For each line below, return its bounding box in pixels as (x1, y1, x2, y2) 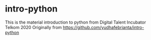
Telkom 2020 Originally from (5, 24, 62, 30)
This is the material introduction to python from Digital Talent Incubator (5, 19, 146, 25)
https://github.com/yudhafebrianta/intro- (62, 24, 144, 30)
